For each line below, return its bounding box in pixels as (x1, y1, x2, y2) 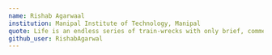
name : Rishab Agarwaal (8, 11, 85, 20)
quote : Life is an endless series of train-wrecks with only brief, (8, 27, 244, 35)
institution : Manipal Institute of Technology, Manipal (8, 19, 201, 27)
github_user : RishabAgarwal (8, 34, 104, 43)
